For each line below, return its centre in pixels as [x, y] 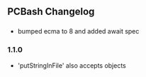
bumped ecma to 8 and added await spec [78, 31]
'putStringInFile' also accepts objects [72, 65]
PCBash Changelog [51, 12]
